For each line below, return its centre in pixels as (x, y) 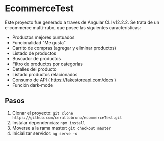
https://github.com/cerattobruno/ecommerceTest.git (67, 118)
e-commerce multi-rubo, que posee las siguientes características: (73, 27)
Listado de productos (34, 53)
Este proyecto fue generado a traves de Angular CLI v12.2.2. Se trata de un (82, 22)
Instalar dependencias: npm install (49, 122)
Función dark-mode (33, 85)
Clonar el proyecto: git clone (43, 113)
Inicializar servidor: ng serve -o (45, 133)
